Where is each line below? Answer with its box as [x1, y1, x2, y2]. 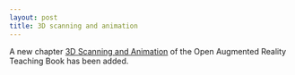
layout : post [9, 12, 58, 22]
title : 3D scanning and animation [9, 21, 139, 30]
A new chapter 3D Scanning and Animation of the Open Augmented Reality [9, 46, 287, 56]
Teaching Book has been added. [9, 55, 129, 66]
